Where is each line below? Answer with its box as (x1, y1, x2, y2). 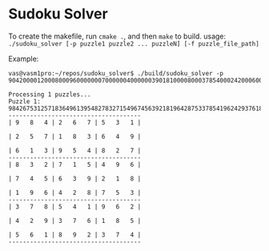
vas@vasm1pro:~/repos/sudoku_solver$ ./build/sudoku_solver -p (8, 69, 224, 77)
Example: (8, 54, 39, 63)
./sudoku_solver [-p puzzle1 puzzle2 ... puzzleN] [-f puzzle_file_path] (8, 39, 260, 48)
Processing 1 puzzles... (8, 90, 91, 99)
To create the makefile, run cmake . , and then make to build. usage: (8, 31, 227, 41)
